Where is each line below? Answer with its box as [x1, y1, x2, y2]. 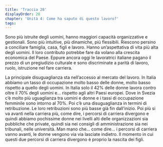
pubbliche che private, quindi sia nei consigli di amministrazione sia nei [5, 121, 148, 127]
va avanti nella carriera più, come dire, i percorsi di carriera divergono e [5, 110, 149, 117]
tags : [5, 20, 16, 26]
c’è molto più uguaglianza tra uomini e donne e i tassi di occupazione [5, 95, 144, 101]
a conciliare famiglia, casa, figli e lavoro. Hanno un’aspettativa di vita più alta [5, 44, 159, 50]
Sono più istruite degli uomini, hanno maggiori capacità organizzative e [5, 34, 148, 40]
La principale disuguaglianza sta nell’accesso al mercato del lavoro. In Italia [5, 74, 156, 80]
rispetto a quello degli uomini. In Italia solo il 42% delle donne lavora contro [5, 85, 156, 91]
